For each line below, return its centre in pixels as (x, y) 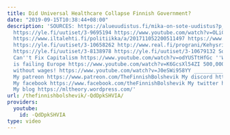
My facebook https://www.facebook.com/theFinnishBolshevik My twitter (116, 83)
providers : (23, 102)
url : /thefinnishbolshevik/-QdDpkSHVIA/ (66, 96)
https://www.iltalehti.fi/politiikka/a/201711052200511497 (99, 39)
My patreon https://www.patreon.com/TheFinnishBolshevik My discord (113, 77)
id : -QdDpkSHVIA (43, 115)
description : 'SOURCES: (41, 26)
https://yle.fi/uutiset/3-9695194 (62, 32)
